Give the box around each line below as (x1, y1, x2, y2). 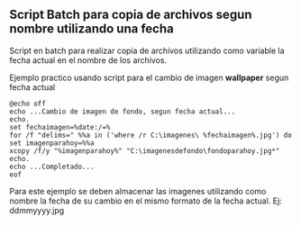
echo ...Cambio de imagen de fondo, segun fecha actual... (9, 107, 236, 116)
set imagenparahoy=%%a (9, 139, 95, 148)
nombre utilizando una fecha (9, 22, 174, 37)
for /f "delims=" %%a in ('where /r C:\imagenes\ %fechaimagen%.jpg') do (9, 130, 293, 139)
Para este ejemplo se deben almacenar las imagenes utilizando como (9, 185, 267, 196)
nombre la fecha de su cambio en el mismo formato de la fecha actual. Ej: (9, 195, 282, 206)
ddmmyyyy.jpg (9, 204, 65, 215)
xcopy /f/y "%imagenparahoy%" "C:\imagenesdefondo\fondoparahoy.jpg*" (9, 146, 280, 156)
